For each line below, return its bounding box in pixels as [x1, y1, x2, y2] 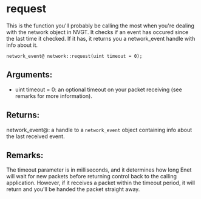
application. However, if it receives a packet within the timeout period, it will [6, 179, 196, 187]
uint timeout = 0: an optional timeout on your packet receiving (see [15, 86, 182, 93]
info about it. [6, 41, 38, 49]
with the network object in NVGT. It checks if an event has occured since [6, 28, 189, 35]
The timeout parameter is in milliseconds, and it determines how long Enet [6, 166, 192, 173]
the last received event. [6, 133, 65, 140]
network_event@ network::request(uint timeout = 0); [6, 53, 143, 59]
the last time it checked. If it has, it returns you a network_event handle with [6, 35, 196, 42]
